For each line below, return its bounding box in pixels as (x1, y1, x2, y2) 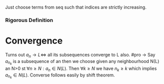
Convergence (5, 35, 63, 46)
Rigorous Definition (5, 16, 53, 23)
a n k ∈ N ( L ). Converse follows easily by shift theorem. (5, 72, 115, 79)
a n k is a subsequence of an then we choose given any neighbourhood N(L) (5, 58, 159, 66)
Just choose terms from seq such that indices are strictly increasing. (5, 4, 146, 10)
